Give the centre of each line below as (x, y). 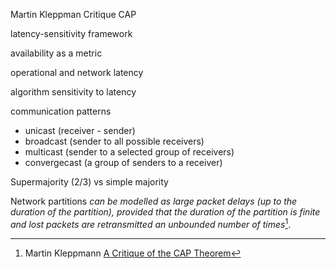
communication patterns (61, 111)
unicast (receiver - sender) (80, 130)
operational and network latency (77, 72)
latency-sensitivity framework (71, 33)
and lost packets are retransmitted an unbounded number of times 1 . (151, 223)
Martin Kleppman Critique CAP (73, 14)
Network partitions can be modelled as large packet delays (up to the (154, 201)
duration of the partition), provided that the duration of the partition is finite (165, 212)
